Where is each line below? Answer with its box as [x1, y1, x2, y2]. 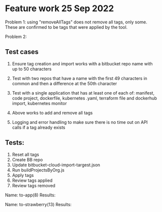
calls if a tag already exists [12, 124, 65, 130]
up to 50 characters [12, 66, 52, 72]
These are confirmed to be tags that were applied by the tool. [5, 24, 128, 30]
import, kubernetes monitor [12, 100, 67, 106]
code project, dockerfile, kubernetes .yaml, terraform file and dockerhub [12, 95, 157, 101]
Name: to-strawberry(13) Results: [5, 201, 72, 207]
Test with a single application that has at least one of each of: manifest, [12, 90, 155, 96]
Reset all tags [12, 152, 39, 157]
